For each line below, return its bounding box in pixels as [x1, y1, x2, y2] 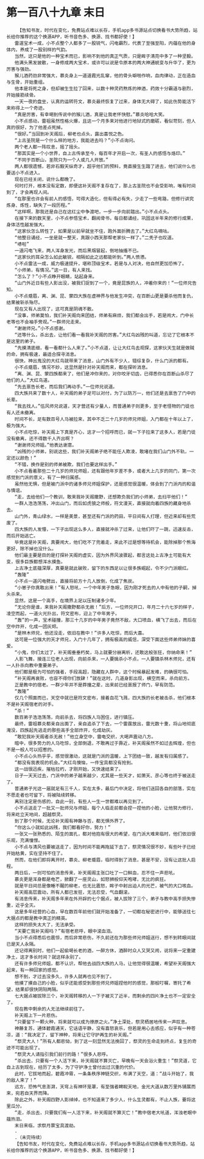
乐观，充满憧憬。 [6, 837, 43, 844]
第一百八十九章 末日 [6, 5, 105, 20]
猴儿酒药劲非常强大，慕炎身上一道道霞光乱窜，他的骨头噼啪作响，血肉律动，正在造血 [14, 73, 196, 79]
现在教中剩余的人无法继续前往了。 [14, 1006, 87, 1012]
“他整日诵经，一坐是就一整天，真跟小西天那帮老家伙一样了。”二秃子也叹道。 [14, 234, 177, 241]
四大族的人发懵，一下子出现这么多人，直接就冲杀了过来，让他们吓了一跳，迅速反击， [14, 526, 196, 533]
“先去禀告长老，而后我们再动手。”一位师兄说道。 [14, 384, 118, 390]
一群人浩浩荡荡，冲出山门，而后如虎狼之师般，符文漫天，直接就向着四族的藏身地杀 [14, 500, 192, 506]
